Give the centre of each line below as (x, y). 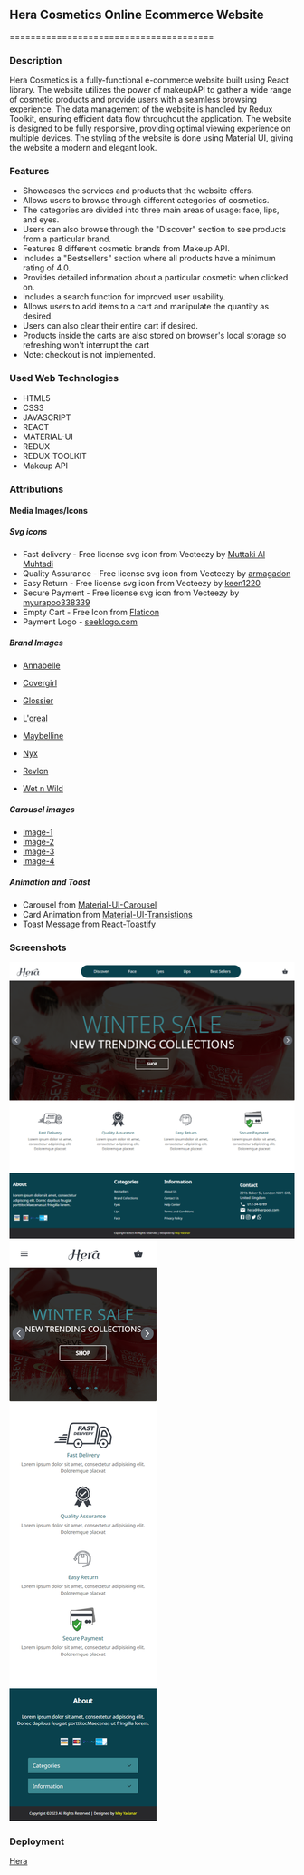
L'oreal (35, 718)
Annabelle (41, 665)
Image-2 (38, 842)
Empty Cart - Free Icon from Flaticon (91, 613)
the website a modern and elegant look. (83, 148)
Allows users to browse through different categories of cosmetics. (146, 201)
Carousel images (42, 809)
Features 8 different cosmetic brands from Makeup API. (126, 249)
